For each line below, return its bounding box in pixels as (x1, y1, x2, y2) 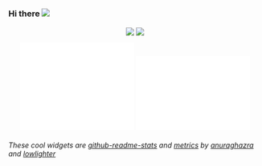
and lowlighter (8, 149, 56, 159)
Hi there (8, 8, 40, 19)
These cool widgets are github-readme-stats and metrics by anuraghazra (8, 140, 255, 150)
